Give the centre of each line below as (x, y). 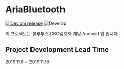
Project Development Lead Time (57, 50)
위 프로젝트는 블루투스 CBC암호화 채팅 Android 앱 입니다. (62, 33)
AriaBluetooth (35, 9)
